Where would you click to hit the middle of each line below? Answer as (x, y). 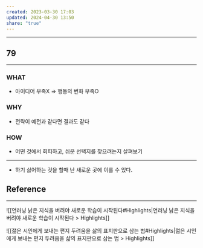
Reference (26, 189)
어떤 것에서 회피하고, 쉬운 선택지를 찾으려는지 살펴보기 (79, 151)
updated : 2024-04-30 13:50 (40, 18)
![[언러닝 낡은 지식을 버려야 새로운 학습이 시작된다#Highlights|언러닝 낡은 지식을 (101, 210)
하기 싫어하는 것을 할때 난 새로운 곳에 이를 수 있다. (74, 170)
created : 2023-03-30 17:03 (40, 12)
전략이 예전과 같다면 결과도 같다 (52, 121)
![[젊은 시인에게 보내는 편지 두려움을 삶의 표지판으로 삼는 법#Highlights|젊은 (96, 230)
